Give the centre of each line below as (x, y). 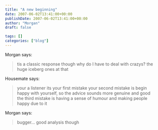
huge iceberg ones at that (43, 69)
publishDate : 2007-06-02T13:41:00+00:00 (47, 18)
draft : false (18, 28)
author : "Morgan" (23, 23)
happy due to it (32, 103)
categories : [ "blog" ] (27, 41)
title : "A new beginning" (31, 9)
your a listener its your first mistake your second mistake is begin (82, 88)
